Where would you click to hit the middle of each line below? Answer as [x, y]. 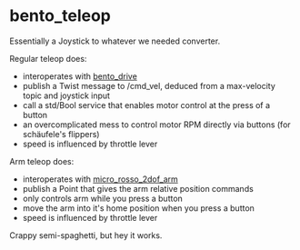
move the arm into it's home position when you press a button [138, 208]
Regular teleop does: [48, 58]
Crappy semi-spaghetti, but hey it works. [86, 235]
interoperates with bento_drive [80, 76]
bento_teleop [60, 16]
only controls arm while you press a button [103, 198]
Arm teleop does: [42, 161]
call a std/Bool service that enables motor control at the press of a [146, 105]
